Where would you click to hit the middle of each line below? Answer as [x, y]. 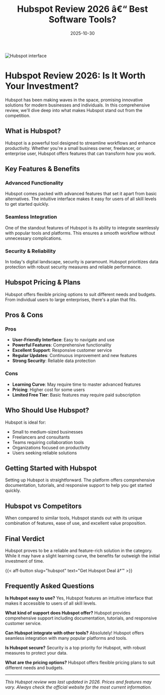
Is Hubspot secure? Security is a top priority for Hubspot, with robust [75, 648]
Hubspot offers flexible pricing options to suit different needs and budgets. [81, 294]
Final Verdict [25, 539]
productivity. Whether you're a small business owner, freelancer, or [73, 148]
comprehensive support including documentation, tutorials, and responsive [81, 618]
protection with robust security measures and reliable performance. [73, 267]
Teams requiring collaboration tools [48, 442]
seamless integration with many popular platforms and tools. [66, 638]
